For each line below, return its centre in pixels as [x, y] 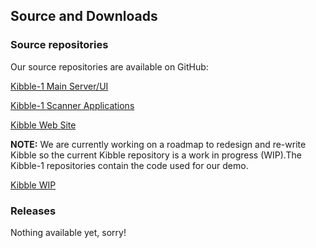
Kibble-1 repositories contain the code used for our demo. [129, 165]
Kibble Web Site [43, 125]
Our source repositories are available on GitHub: [109, 66]
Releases [33, 211]
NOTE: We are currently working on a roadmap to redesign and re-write [158, 144]
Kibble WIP [33, 185]
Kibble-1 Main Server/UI [59, 86]
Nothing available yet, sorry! [68, 232]
